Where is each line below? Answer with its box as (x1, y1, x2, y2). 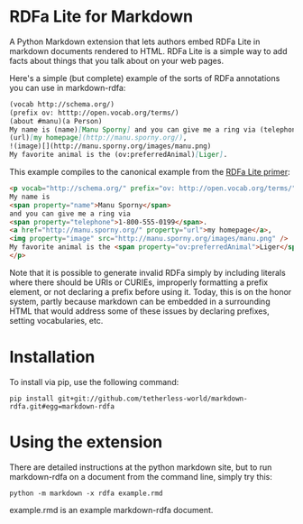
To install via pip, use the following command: (9, 376, 179, 387)
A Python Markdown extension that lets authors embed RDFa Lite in (9, 36, 261, 47)
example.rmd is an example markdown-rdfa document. (9, 504, 214, 515)
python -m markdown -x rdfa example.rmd (9, 489, 164, 498)
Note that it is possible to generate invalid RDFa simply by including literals (9, 267, 286, 278)
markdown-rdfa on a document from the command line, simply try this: (9, 471, 273, 482)
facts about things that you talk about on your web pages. (9, 55, 224, 66)
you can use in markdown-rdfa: (9, 82, 126, 93)
